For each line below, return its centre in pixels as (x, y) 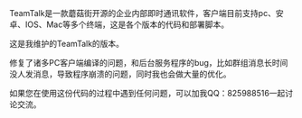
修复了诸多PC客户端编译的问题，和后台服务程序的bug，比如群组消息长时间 (149, 63)
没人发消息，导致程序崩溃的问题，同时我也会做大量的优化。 (120, 74)
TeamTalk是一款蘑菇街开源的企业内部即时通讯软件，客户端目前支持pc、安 (146, 13)
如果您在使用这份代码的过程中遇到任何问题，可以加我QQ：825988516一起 (147, 93)
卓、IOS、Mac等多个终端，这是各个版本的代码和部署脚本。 (119, 24)
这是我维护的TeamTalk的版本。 (67, 44)
